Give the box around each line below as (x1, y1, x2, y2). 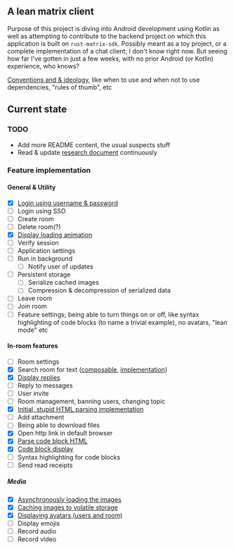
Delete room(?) (17, 222, 61, 231)
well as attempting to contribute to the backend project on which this (7, 32, 207, 40)
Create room (17, 214, 54, 223)
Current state (7, 104, 67, 116)
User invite (17, 389, 49, 397)
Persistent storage (17, 271, 71, 279)
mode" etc (17, 326, 48, 334)
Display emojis (17, 519, 60, 527)
